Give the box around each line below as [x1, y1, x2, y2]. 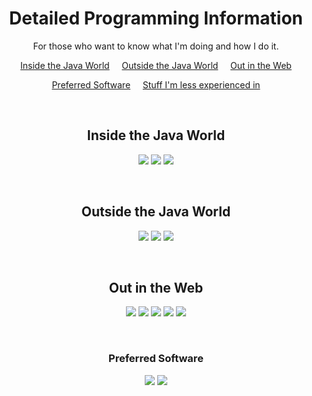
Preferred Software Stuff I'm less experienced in [51, 78, 261, 91]
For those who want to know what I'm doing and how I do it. [32, 40, 280, 52]
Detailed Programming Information [9, 7, 303, 30]
